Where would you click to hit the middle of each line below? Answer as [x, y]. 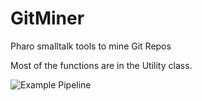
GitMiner [47, 18]
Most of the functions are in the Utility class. [101, 65]
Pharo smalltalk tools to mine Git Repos [91, 46]
